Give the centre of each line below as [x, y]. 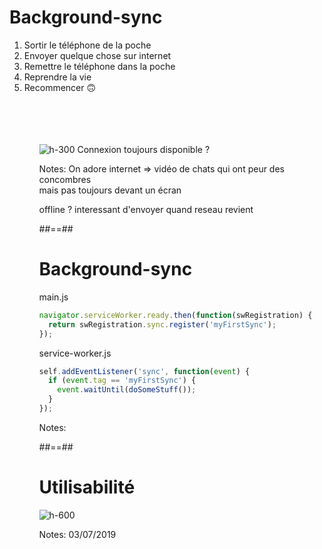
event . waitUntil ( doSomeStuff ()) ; [127, 390]
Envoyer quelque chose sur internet [97, 55]
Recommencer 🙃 [60, 87]
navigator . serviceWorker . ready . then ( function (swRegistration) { [175, 315]
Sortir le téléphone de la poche [87, 45]
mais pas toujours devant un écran [110, 190]
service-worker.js [75, 353]
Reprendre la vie [57, 77]
